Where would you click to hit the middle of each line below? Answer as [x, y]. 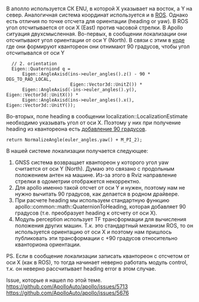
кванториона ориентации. [48, 244]
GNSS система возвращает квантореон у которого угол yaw [92, 162]
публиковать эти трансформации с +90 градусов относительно [96, 238]
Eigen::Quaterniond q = [41, 69]
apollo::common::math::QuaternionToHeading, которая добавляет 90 [100, 207]
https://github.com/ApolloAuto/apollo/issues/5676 [68, 293]
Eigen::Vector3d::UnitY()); [41, 105]
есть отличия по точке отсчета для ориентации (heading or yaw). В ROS [97, 21]
